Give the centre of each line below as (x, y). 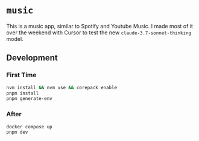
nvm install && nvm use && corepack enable (62, 87)
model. (15, 39)
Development (32, 58)
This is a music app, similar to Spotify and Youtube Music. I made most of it (99, 26)
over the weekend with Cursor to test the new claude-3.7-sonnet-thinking (99, 33)
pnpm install (23, 93)
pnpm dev (17, 132)
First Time (21, 75)
